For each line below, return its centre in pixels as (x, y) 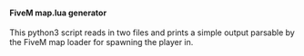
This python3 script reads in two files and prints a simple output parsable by (152, 33)
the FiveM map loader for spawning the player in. (101, 42)
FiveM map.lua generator (58, 13)
